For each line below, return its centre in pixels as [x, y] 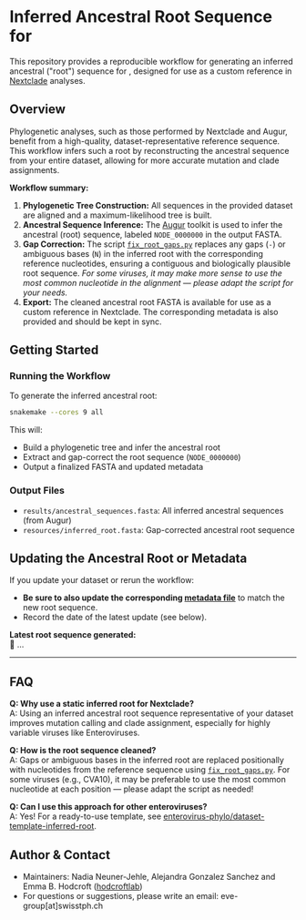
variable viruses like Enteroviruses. [75, 733]
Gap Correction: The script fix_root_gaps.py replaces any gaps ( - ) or [154, 244]
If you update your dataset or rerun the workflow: [102, 580]
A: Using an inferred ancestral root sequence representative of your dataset [152, 713]
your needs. [45, 292]
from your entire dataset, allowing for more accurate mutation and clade [144, 160]
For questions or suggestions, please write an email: [121, 896]
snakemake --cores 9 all [56, 413]
